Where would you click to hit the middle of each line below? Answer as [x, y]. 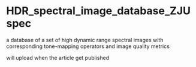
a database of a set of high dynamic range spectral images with [85, 40]
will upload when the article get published [58, 58]
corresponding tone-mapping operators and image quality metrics [88, 46]
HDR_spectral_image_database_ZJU [98, 11]
